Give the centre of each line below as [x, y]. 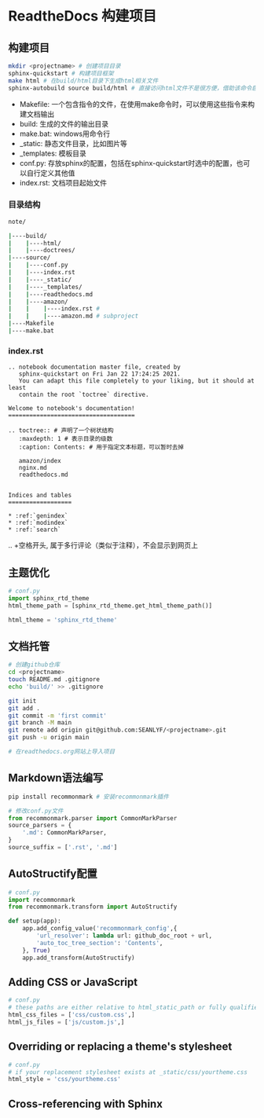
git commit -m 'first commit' [58, 716]
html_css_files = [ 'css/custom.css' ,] [71, 1015]
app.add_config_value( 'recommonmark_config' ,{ [100, 929]
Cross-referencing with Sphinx [86, 1103]
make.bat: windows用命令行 [65, 134]
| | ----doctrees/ [42, 251]
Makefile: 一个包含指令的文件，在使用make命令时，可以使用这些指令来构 [137, 104]
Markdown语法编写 [56, 778]
